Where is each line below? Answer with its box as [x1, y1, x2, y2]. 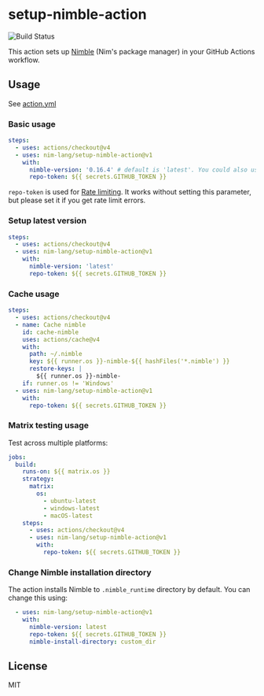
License [8, 660, 48, 672]
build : [15, 461, 37, 468]
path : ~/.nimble [28, 350, 82, 358]
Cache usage [8, 288, 60, 299]
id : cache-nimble [22, 328, 79, 336]
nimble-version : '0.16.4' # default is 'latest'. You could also [28, 165, 247, 174]
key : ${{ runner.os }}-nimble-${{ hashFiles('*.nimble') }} [28, 357, 230, 365]
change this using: [8, 593, 68, 603]
